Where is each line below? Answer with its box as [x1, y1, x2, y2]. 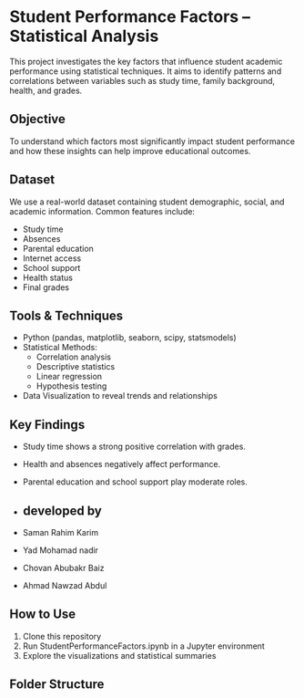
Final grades [22, 281, 70, 293]
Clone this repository [22, 630, 102, 641]
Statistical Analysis [9, 26, 159, 47]
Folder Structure [9, 677, 105, 693]
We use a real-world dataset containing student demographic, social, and [9, 196, 285, 207]
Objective [9, 111, 66, 127]
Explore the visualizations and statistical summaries [22, 650, 217, 661]
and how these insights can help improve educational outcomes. [9, 145, 251, 156]
